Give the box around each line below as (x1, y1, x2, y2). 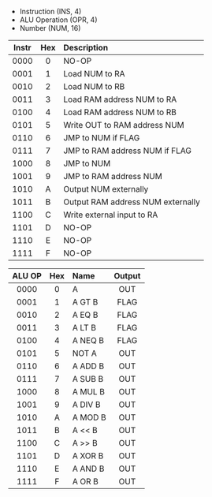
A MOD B (72, 412, 106, 423)
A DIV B (72, 399, 101, 409)
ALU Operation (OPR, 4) (19, 15, 98, 24)
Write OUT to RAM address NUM (62, 120, 185, 130)
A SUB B (72, 374, 104, 384)
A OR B (72, 476, 99, 487)
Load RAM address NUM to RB (62, 106, 177, 118)
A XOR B (72, 450, 104, 461)
